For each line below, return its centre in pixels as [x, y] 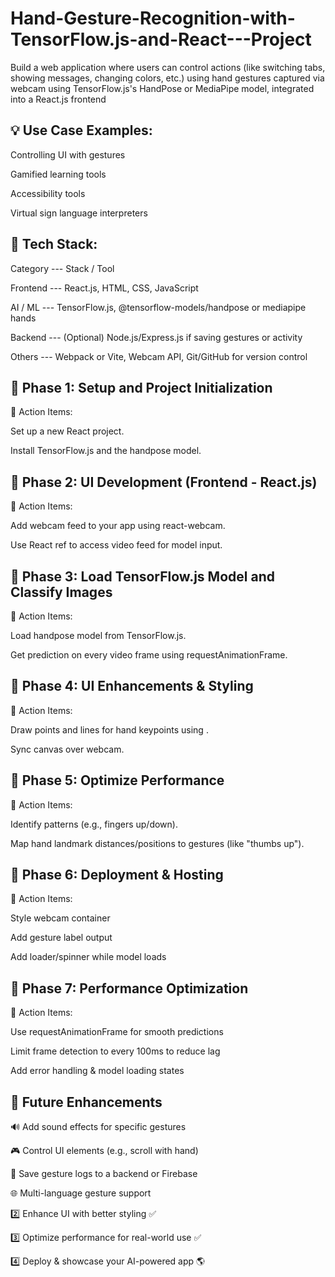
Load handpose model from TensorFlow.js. [98, 635]
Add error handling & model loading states [97, 1071]
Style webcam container [60, 918]
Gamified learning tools [58, 174]
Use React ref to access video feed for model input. [116, 545]
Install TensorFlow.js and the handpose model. [106, 451]
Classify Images [61, 592]
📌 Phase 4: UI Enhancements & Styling [132, 686]
